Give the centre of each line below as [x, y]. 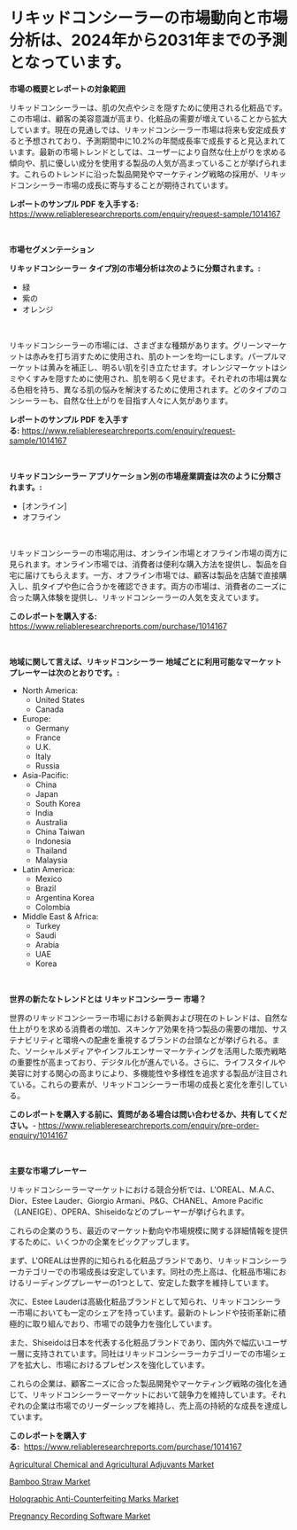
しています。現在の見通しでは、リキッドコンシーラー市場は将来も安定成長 [144, 129]
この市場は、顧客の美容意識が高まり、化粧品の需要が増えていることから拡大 [148, 118]
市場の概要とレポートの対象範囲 [67, 89]
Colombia [53, 907]
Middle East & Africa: [60, 916]
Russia [47, 765]
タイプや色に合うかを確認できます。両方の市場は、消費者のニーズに [163, 586]
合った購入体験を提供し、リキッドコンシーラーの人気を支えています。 [136, 597]
